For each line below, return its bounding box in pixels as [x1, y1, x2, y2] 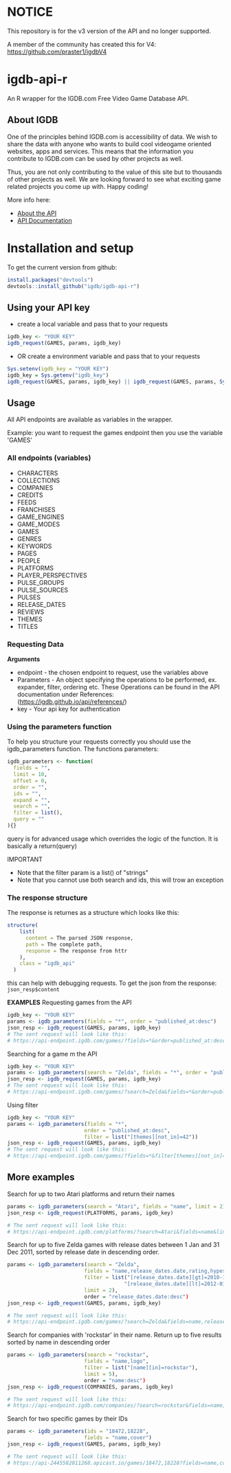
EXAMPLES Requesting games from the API [7, 998, 132, 1007]
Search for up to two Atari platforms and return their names [7, 1190, 175, 1198]
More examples [7, 1171, 75, 1183]
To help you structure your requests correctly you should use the [7, 738, 191, 746]
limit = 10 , [13, 771, 48, 778]
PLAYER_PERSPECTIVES [16, 571, 87, 579]
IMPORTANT [7, 855, 43, 863]
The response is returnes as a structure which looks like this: [7, 909, 179, 917]
